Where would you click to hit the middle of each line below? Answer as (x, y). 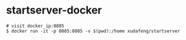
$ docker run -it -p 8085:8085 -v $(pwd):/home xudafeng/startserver (93, 31)
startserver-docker (54, 10)
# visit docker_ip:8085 (35, 26)
